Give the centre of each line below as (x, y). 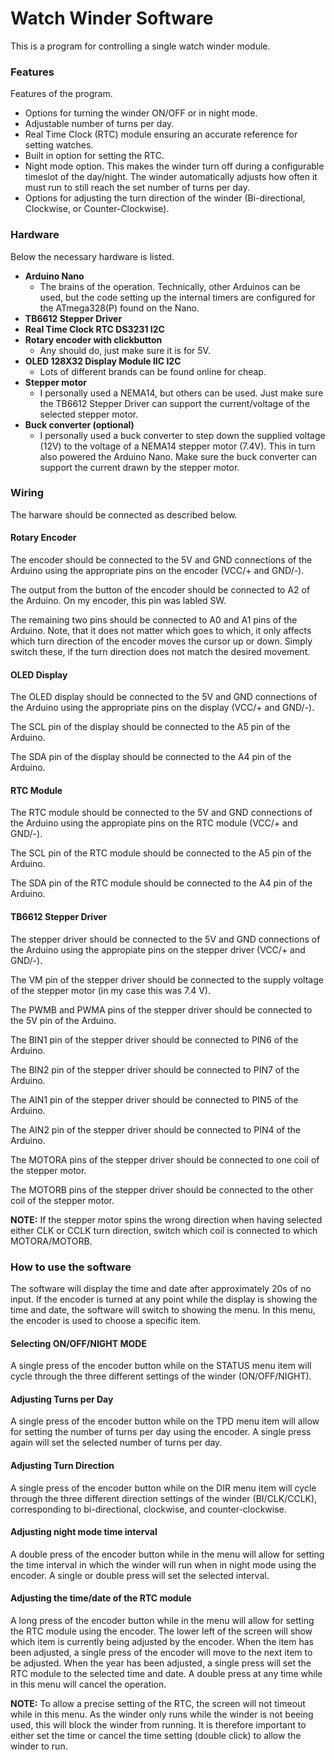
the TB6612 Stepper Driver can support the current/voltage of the (174, 403)
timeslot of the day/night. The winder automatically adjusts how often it (171, 177)
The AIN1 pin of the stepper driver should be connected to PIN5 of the (154, 1099)
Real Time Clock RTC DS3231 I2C (94, 329)
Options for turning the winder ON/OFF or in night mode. (141, 113)
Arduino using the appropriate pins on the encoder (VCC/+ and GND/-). (157, 571)
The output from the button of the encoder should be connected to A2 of (160, 590)
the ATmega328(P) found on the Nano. (119, 308)
